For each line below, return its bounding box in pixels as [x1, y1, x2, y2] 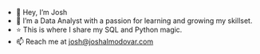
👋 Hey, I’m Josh [15, 8, 68, 17]
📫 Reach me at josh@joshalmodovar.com [15, 37, 154, 46]
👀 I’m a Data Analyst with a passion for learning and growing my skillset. [15, 16, 253, 25]
